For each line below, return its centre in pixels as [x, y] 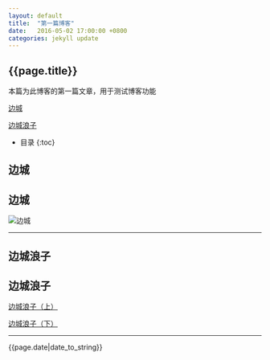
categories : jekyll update [53, 38]
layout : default [35, 16]
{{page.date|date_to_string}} [55, 347]
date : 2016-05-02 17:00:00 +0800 [68, 31]
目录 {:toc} [37, 142]
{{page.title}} [43, 70]
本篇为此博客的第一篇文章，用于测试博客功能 [82, 91]
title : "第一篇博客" [41, 23]
